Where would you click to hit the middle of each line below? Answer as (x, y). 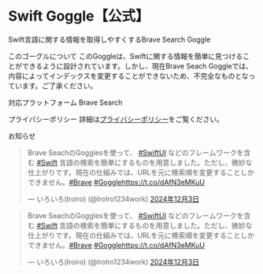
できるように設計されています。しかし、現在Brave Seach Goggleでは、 (137, 66)
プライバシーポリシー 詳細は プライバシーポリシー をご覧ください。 (116, 119)
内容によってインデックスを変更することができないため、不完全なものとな (129, 76)
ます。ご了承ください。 (59, 85)
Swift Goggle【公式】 (79, 16)
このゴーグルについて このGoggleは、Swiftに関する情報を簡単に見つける (126, 56)
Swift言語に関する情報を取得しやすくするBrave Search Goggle (109, 39)
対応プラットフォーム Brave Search (65, 102)
